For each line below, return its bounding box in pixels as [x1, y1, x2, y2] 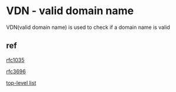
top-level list [6, 79, 37, 86]
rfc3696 [6, 68, 26, 75]
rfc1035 [6, 56, 25, 63]
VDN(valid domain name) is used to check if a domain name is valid [6, 24, 170, 31]
